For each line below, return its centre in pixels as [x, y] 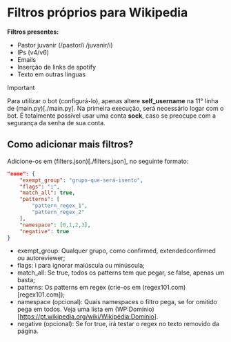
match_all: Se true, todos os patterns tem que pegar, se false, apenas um [121, 272]
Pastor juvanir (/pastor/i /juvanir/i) [65, 45]
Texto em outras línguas [51, 74]
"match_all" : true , [48, 193]
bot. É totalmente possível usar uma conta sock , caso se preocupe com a [111, 116]
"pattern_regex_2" [58, 212]
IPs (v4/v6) [33, 52]
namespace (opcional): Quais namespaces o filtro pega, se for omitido [117, 302]
